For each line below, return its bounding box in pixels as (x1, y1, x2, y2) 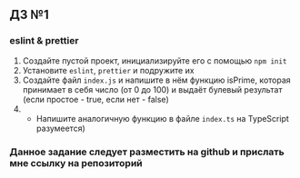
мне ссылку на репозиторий (9, 156, 143, 169)
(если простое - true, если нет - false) (22, 94, 170, 104)
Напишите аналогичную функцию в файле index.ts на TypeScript (35, 113, 289, 124)
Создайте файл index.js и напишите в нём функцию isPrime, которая (22, 74, 291, 85)
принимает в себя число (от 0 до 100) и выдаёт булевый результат (22, 84, 283, 94)
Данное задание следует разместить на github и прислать (9, 145, 285, 158)
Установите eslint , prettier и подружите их (22, 64, 195, 75)
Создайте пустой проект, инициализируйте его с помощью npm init (22, 54, 287, 66)
